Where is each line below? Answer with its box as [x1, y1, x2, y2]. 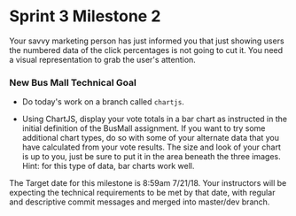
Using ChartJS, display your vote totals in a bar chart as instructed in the [21, 113, 288, 125]
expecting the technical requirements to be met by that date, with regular [9, 188, 276, 198]
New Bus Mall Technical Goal [9, 76, 137, 89]
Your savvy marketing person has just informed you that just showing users [9, 35, 285, 46]
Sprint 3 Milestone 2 [9, 6, 161, 27]
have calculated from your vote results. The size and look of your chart [21, 142, 282, 152]
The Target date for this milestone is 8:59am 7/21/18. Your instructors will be [9, 178, 287, 189]
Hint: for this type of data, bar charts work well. [21, 161, 195, 172]
